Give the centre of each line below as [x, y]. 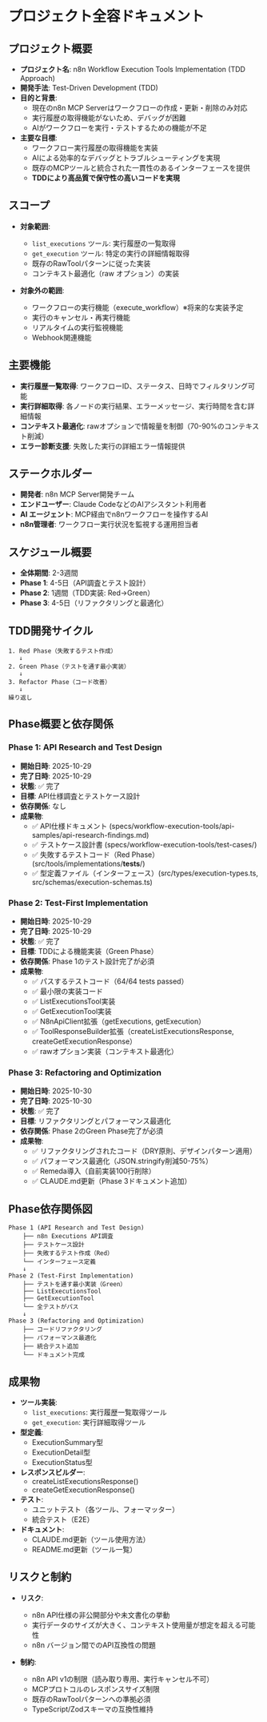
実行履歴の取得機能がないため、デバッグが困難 [109, 118]
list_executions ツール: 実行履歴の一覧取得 [104, 243]
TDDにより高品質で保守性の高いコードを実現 [106, 178]
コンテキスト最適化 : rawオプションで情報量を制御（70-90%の [122, 426]
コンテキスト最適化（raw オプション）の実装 [106, 273]
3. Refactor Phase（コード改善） [60, 682]
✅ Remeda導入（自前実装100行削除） [94, 1171]
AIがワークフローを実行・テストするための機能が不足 [120, 128]
